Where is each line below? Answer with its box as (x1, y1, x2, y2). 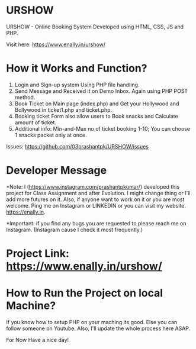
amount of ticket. (14, 119, 57, 126)
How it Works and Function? (6, 62, 147, 75)
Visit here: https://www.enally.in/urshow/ (6, 41, 105, 48)
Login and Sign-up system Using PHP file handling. (14, 81, 140, 88)
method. (14, 93, 36, 101)
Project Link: (6, 247, 70, 260)
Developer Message (6, 164, 107, 177)
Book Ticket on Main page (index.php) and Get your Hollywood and (14, 100, 179, 107)
